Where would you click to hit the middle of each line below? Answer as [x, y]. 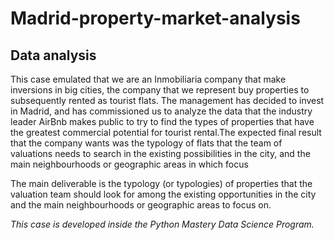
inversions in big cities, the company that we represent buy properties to [160, 90]
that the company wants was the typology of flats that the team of [146, 143]
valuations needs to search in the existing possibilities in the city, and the [160, 153]
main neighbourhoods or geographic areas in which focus [129, 164]
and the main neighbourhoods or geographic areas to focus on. [141, 205]
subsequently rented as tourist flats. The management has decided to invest [167, 100]
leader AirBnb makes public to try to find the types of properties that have [162, 121]
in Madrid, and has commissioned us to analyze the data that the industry [161, 111]
